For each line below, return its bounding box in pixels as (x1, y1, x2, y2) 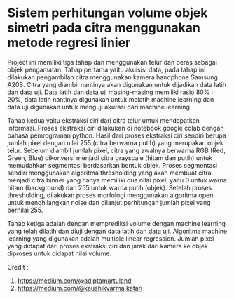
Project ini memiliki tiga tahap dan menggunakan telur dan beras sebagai (7, 58, 217, 66)
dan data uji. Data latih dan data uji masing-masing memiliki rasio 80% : (7, 88, 214, 96)
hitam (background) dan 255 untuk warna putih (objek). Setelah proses (7, 183, 212, 192)
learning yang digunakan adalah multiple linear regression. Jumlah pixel (7, 234, 214, 243)
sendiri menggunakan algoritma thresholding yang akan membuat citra (7, 168, 212, 177)
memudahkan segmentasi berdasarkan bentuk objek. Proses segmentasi (7, 161, 218, 169)
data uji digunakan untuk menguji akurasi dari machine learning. (7, 102, 192, 111)
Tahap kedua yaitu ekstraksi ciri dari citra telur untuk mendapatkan (7, 116, 200, 124)
